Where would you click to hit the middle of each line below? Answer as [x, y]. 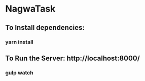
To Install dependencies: [45, 28]
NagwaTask [30, 9]
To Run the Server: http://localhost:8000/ [73, 58]
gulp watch [20, 72]
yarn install [20, 42]
